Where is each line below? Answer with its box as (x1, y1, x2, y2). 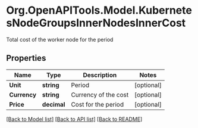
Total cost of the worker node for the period (6, 36, 114, 43)
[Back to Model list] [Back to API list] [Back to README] (6, 115, 143, 123)
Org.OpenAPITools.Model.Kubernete (6, 4, 192, 17)
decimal (42, 100, 65, 108)
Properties (6, 53, 46, 63)
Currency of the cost (71, 90, 129, 99)
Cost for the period (71, 100, 124, 108)
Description (83, 71, 117, 79)
